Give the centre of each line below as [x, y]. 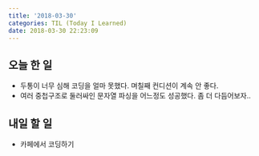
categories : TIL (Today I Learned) [68, 23]
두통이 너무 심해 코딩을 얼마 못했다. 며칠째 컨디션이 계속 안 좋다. [119, 86]
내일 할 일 [30, 124]
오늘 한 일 [30, 65]
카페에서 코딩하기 [47, 144]
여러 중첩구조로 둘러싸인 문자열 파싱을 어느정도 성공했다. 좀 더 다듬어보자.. [135, 96]
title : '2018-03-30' [43, 16]
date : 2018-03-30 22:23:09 [53, 30]
